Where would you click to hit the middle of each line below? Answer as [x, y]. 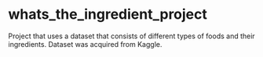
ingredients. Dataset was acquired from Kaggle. [85, 44]
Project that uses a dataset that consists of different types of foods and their [131, 36]
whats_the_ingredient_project [108, 14]
